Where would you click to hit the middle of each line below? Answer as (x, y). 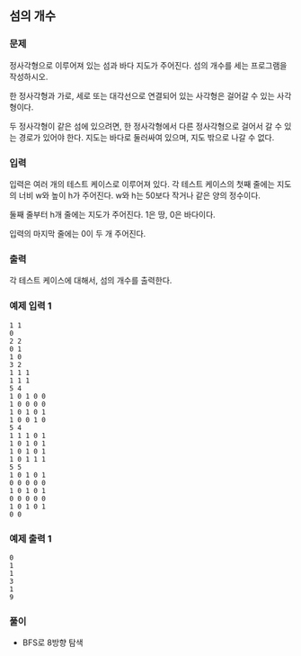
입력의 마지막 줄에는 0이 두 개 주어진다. (78, 233)
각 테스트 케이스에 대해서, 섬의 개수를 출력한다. (91, 281)
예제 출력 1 (31, 538)
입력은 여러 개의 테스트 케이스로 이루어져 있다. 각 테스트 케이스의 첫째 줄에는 (142, 184)
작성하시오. (29, 76)
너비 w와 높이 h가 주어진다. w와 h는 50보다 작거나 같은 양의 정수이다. (139, 195)
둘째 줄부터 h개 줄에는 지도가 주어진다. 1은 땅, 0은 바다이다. (112, 214)
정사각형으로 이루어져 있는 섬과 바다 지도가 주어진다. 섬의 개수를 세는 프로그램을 (148, 65)
